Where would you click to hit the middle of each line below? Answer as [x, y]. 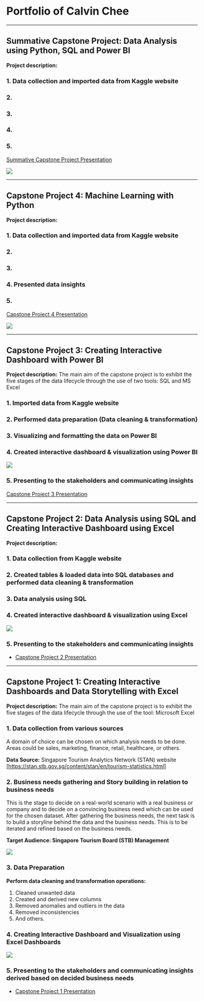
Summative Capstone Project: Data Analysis [92, 41]
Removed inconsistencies [47, 912]
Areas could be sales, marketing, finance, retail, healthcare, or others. [93, 748]
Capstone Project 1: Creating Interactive [83, 682]
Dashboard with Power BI [55, 360]
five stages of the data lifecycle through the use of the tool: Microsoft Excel [100, 712]
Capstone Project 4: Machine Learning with [90, 196]
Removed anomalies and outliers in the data [70, 906]
